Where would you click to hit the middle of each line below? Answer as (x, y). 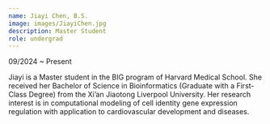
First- (245, 86)
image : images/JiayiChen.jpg (57, 24)
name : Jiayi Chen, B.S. (49, 16)
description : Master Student (57, 31)
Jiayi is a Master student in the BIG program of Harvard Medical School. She (135, 77)
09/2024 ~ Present (40, 62)
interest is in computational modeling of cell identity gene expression (123, 103)
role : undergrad (36, 38)
